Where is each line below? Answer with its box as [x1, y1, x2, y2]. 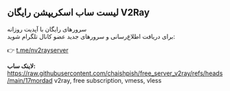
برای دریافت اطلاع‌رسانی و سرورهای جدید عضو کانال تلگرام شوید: [7, 32, 175, 40]
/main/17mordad [7, 76, 53, 84]
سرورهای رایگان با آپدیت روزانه [7, 25, 87, 33]
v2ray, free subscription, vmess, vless [54, 76, 162, 84]
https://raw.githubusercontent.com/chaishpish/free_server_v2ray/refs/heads [7, 69, 223, 77]
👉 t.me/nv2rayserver [7, 46, 69, 54]
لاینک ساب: [7, 62, 36, 70]
